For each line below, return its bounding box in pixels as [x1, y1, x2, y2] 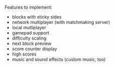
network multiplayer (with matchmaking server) [12, 19, 110, 25]
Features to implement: [5, 4, 53, 10]
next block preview [12, 40, 52, 46]
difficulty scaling [12, 35, 47, 41]
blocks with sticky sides [12, 14, 62, 19]
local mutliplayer [12, 24, 46, 30]
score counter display [12, 46, 57, 51]
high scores [12, 51, 37, 57]
